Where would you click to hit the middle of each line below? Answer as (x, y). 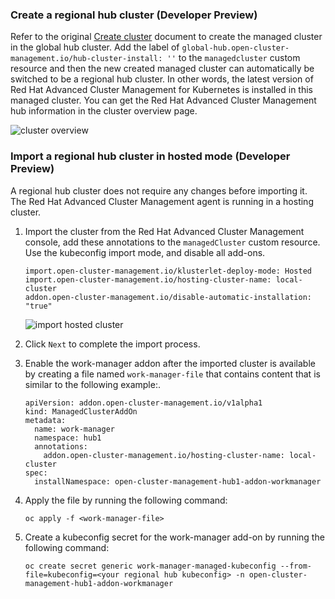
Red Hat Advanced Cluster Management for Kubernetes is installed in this (162, 90)
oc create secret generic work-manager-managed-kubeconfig (150, 566)
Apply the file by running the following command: (126, 500)
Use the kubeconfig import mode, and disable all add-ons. (145, 252)
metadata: (45, 420)
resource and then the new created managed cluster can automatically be (162, 69)
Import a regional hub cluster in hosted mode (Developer (150, 156)
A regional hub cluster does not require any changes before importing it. (159, 190)
